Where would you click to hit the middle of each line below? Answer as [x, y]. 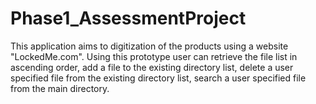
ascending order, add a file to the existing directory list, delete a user [152, 67]
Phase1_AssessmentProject [128, 18]
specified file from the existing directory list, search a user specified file [158, 78]
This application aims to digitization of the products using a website [149, 46]
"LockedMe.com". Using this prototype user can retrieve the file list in [154, 56]
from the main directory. [60, 88]
